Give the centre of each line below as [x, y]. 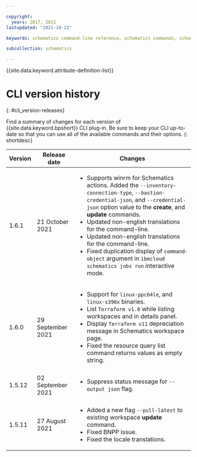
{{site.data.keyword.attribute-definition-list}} [60, 70]
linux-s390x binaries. [116, 302]
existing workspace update [125, 418]
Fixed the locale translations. [126, 439]
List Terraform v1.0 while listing [131, 309]
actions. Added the [113, 185]
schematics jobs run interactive [131, 266]
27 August [52, 421]
